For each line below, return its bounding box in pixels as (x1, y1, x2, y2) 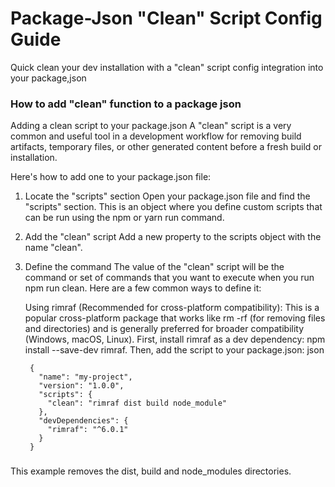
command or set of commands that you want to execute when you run (24, 272, 315, 284)
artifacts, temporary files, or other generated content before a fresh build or (10, 141, 323, 153)
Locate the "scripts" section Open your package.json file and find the (24, 190, 311, 202)
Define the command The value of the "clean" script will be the (24, 261, 285, 273)
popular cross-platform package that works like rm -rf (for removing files (24, 312, 326, 324)
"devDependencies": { (38, 416, 129, 426)
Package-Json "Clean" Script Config (10, 7, 323, 30)
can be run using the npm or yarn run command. (24, 212, 225, 224)
